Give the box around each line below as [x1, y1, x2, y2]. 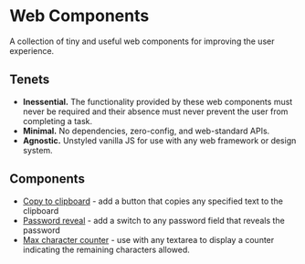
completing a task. [22, 115, 93, 126]
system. [22, 144, 53, 155]
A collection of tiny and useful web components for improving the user [9, 36, 275, 47]
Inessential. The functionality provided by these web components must [22, 96, 293, 107]
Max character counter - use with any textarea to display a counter [22, 234, 275, 245]
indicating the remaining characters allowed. [22, 244, 190, 255]
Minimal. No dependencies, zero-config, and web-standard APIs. [22, 125, 270, 136]
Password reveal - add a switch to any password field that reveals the [22, 215, 285, 226]
